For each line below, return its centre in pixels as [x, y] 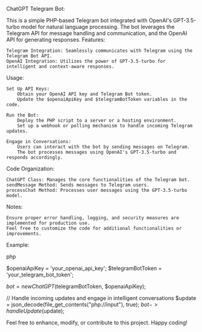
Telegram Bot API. [29, 56]
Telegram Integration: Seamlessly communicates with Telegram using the [99, 51]
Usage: [15, 78]
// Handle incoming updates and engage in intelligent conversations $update [101, 298]
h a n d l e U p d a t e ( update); [36, 311]
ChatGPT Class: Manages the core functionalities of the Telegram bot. [98, 180]
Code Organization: [30, 169]
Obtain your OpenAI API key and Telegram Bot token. [85, 94]
